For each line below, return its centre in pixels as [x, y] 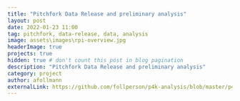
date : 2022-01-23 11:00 [43, 27]
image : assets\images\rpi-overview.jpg [67, 41]
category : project [35, 73]
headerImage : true [35, 47]
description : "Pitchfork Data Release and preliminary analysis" [106, 67]
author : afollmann [35, 80]
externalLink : [29, 87]
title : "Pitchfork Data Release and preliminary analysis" [97, 14]
